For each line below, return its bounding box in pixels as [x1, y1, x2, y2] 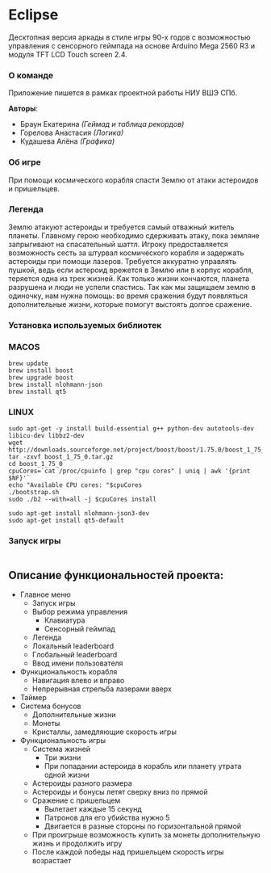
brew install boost [8, 367, 74, 375]
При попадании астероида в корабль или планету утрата [44, 762, 242, 771]
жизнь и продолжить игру [31, 838, 123, 849]
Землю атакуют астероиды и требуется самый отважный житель [8, 222, 235, 232]
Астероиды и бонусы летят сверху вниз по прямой [31, 787, 208, 797]
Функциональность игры [19, 736, 106, 745]
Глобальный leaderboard [31, 650, 118, 660]
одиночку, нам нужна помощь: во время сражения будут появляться [8, 291, 248, 300]
